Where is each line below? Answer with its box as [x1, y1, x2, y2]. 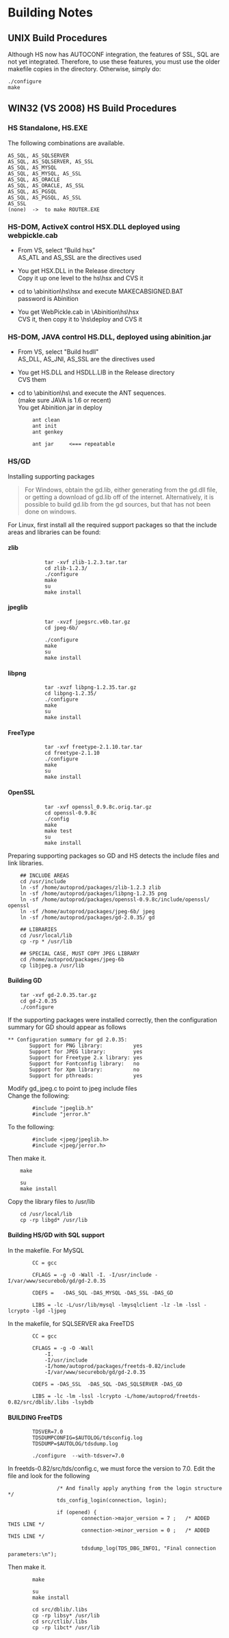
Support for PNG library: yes [29, 1042, 143, 1049]
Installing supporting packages [8, 472, 95, 481]
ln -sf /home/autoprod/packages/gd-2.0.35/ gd [20, 914, 155, 921]
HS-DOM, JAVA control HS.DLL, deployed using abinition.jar [8, 332, 211, 341]
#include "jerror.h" [32, 1111, 91, 1118]
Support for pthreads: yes [29, 1072, 143, 1079]
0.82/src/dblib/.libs [8, 1399, 70, 1406]
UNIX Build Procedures [8, 32, 108, 44]
